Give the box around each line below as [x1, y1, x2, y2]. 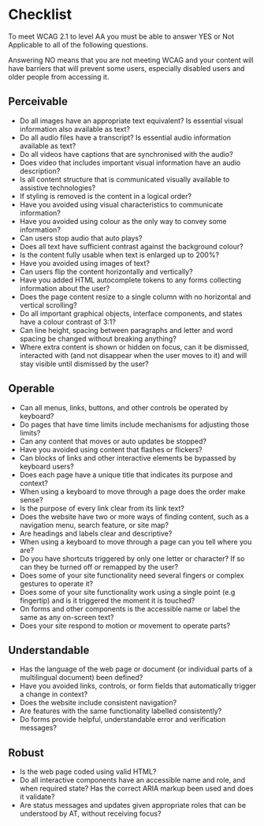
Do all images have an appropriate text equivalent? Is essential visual [19, 116, 244, 125]
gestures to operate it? [19, 578, 94, 589]
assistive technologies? [19, 183, 96, 192]
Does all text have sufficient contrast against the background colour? [19, 241, 244, 251]
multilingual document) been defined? [19, 673, 143, 682]
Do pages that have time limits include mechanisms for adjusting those [19, 420, 250, 429]
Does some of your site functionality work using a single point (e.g [19, 587, 236, 596]
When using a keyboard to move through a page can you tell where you [19, 536, 252, 546]
